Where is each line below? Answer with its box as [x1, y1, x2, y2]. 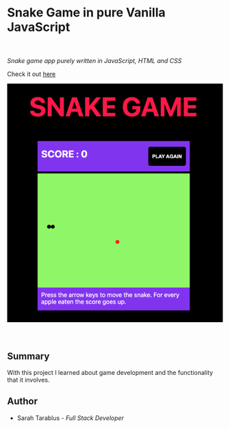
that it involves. [7, 376, 50, 384]
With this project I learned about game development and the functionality [7, 369, 214, 377]
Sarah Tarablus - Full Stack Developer [16, 413, 125, 422]
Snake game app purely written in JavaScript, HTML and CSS [7, 56, 182, 64]
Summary [7, 350, 50, 362]
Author [7, 395, 38, 407]
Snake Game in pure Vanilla [7, 5, 166, 21]
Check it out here [7, 70, 56, 78]
